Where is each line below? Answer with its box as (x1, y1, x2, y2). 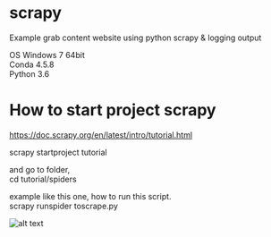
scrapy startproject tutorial (9, 147, 107, 157)
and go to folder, (9, 164, 71, 174)
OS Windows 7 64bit (9, 49, 85, 60)
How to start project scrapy (9, 100, 216, 121)
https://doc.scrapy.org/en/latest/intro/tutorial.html (9, 129, 193, 140)
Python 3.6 (9, 68, 50, 79)
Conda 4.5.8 (9, 59, 55, 70)
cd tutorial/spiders (9, 174, 78, 184)
